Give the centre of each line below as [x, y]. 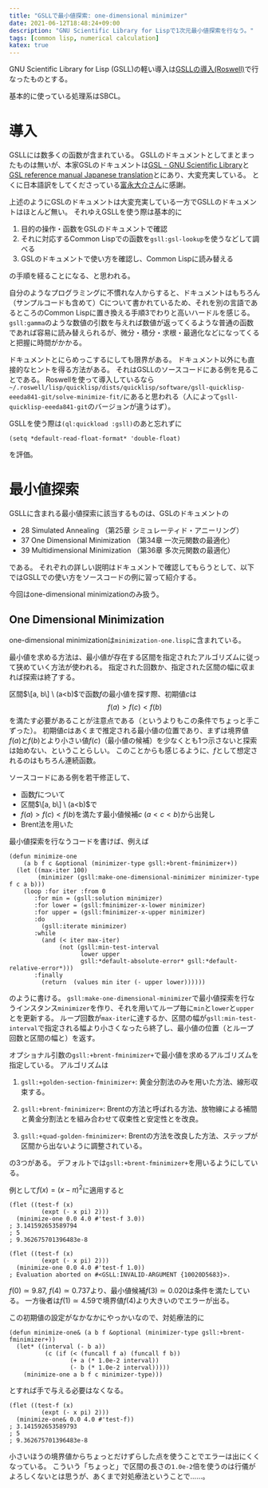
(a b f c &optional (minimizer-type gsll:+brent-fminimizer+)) [131, 863]
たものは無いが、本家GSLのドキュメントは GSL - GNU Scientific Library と [129, 165]
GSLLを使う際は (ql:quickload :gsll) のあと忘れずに [96, 423]
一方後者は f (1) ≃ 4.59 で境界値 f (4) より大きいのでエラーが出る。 [129, 1301]
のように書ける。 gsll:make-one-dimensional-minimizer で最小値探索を [125, 998]
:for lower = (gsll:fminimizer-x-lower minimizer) [120, 905]
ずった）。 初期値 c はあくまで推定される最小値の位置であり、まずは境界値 [129, 730]
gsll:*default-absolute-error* [132, 961]
